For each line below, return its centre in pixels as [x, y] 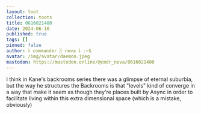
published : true [26, 34]
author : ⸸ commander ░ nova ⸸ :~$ [49, 51]
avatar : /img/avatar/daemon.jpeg [48, 56]
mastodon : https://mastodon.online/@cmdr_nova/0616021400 [80, 62]
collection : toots [29, 17]
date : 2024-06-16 [28, 28]
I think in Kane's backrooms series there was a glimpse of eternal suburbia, [100, 79]
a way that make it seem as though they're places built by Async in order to [100, 92]
